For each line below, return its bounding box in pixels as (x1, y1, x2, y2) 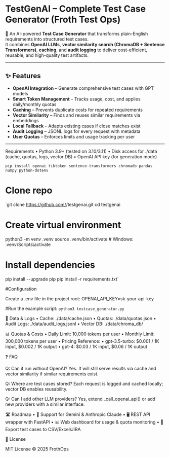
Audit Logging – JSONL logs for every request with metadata (12, 128, 141, 134)
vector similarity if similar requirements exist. (5, 371, 99, 377)
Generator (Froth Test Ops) (5, 14, 121, 25)
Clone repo (5, 185, 53, 196)
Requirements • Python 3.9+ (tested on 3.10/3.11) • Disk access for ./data (5, 148, 157, 154)
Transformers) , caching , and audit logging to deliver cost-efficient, (5, 47, 148, 53)
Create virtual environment (5, 219, 121, 231)
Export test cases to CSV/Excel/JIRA (5, 426, 81, 432)
